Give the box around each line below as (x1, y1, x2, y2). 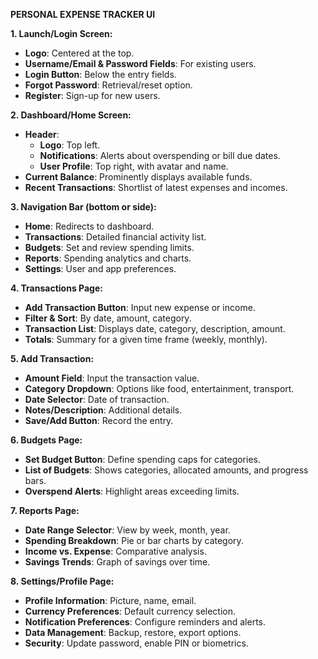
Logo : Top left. (39, 139, 101, 151)
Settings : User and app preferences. (24, 263, 177, 274)
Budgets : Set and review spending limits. (24, 242, 195, 253)
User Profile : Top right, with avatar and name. (39, 160, 229, 172)
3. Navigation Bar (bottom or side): (10, 201, 157, 213)
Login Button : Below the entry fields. (24, 69, 177, 80)
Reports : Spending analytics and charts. (24, 252, 192, 264)
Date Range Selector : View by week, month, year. (24, 524, 231, 536)
